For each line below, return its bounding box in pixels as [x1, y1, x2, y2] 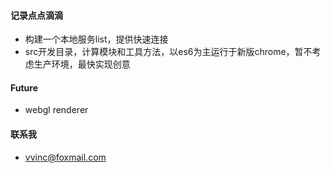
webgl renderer [24, 104, 89, 116]
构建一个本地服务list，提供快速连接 [24, 33, 169, 45]
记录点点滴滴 [10, 9, 63, 21]
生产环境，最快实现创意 [33, 58, 131, 70]
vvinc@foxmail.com [24, 151, 107, 163]
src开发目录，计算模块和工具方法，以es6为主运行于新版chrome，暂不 [24, 46, 313, 58]
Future [10, 81, 39, 94]
